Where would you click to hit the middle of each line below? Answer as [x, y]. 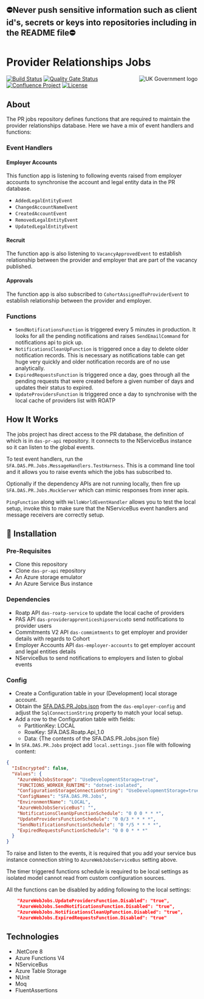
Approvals [20, 281]
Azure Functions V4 [40, 958]
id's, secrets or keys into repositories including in [102, 23]
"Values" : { [27, 774]
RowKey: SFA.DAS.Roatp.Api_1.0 [64, 732]
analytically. [30, 368]
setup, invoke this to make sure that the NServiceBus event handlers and [97, 508]
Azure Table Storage [41, 970]
